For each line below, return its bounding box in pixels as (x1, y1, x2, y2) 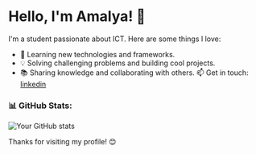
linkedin (19, 79, 47, 89)
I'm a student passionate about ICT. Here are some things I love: (8, 34, 221, 44)
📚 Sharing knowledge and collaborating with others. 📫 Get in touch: (19, 68, 249, 77)
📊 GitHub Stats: (8, 100, 72, 111)
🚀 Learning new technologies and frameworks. (19, 49, 175, 59)
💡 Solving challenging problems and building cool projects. (19, 58, 216, 68)
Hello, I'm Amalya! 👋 (8, 7, 147, 26)
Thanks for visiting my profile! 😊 (8, 137, 117, 147)
